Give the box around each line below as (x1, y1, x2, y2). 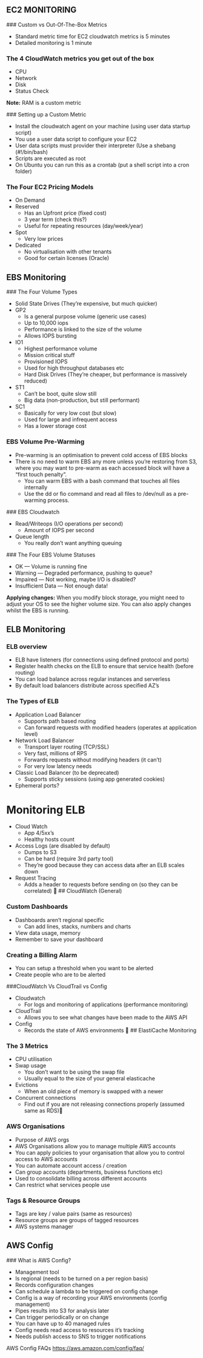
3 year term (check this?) (24, 216, 87, 223)
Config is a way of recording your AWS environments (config (15, 1294, 167, 1301)
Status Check (15, 87, 49, 95)
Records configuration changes (15, 1281, 94, 1288)
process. (47, 497, 70, 504)
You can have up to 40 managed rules (15, 1320, 111, 1327)
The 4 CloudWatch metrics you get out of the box (6, 54, 155, 62)
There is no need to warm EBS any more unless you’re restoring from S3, (15, 458, 198, 465)
